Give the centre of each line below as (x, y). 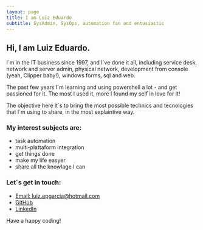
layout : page (23, 12)
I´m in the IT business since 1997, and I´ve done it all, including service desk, (102, 63)
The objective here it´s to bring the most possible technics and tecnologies (100, 106)
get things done (35, 154)
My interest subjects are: (44, 128)
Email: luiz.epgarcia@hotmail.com (57, 196)
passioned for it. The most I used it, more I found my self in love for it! (93, 94)
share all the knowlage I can (50, 167)
